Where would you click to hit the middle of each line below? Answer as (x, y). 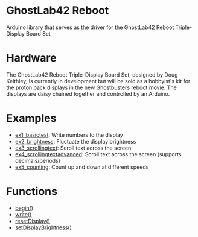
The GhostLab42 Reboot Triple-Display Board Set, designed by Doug (92, 74)
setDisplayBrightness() (43, 227)
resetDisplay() (32, 221)
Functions (32, 191)
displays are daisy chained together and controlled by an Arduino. (88, 93)
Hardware (31, 58)
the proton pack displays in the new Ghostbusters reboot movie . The (91, 87)
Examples (31, 118)
